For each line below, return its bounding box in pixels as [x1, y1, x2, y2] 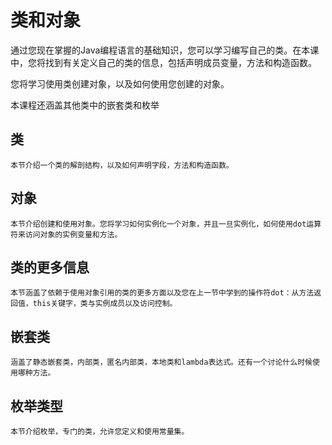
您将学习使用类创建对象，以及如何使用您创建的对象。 [10, 77, 230, 90]
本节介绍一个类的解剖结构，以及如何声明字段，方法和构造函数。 [10, 160, 234, 170]
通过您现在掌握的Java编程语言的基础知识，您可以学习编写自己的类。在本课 [10, 44, 320, 56]
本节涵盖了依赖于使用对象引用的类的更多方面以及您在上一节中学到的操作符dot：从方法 [10, 288, 315, 298]
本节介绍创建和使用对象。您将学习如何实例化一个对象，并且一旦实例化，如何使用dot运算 [10, 219, 322, 229]
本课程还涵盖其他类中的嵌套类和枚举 [10, 99, 160, 111]
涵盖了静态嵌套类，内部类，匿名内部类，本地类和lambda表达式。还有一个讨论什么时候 [10, 357, 313, 368]
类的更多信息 [10, 259, 90, 276]
